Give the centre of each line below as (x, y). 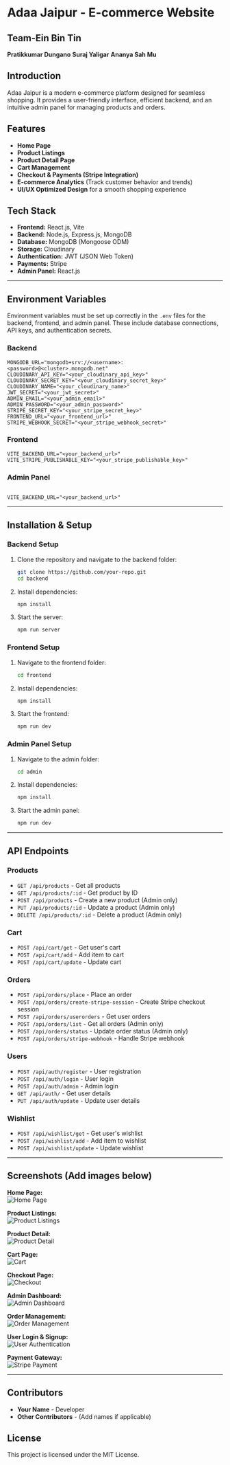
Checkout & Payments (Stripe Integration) (78, 175)
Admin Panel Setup (39, 744)
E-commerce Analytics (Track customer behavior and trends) (105, 182)
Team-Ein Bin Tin (44, 38)
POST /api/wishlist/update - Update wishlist (80, 1148)
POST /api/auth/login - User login (65, 1078)
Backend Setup (33, 544)
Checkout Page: (30, 1275)
